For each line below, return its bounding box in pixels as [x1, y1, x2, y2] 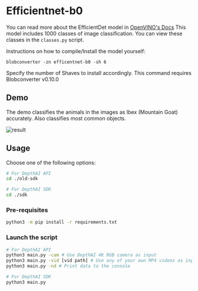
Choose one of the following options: [6, 159, 96, 166]
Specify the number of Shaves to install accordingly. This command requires [6, 69, 192, 76]
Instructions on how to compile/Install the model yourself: [6, 47, 146, 54]
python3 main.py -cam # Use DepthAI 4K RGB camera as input [6, 252, 157, 258]
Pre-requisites [6, 205, 48, 214]
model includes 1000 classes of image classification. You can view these [6, 30, 183, 37]
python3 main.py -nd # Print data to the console [6, 263, 131, 269]
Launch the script [6, 233, 58, 241]
